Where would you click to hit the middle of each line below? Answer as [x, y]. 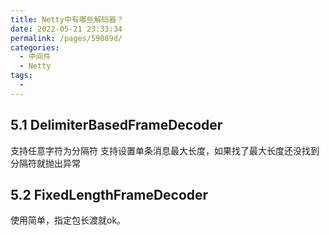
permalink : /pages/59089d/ [66, 38]
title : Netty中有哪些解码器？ [67, 19]
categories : [35, 47]
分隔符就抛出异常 [45, 163]
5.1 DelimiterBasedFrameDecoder [116, 125]
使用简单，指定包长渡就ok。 [68, 220]
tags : [21, 76]
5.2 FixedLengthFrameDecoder [109, 194]
